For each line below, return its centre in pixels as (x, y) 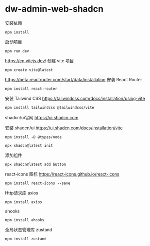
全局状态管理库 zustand (29, 229)
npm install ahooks (25, 220)
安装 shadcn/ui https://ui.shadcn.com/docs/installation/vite (64, 128)
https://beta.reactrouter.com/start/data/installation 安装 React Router (74, 79)
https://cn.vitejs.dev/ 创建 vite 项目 (40, 61)
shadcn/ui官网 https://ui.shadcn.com (42, 117)
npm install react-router (31, 88)
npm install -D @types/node (33, 137)
